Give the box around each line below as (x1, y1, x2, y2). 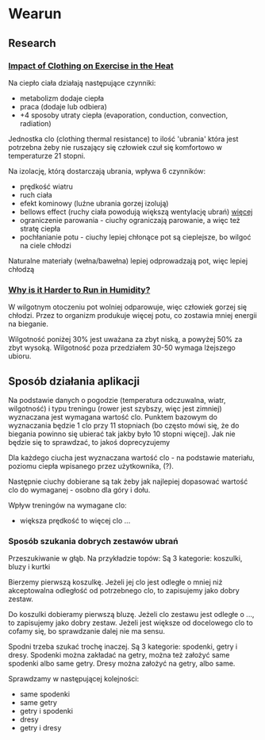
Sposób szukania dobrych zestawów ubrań (8, 535, 179, 546)
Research (8, 36, 57, 50)
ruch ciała (19, 190, 53, 199)
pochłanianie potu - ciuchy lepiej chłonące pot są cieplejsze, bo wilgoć (19, 232, 252, 242)
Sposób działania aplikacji (8, 374, 140, 388)
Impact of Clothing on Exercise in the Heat (8, 60, 174, 71)
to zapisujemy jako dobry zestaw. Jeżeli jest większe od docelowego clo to (8, 618, 254, 627)
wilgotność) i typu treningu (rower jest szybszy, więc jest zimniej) (8, 404, 222, 413)
